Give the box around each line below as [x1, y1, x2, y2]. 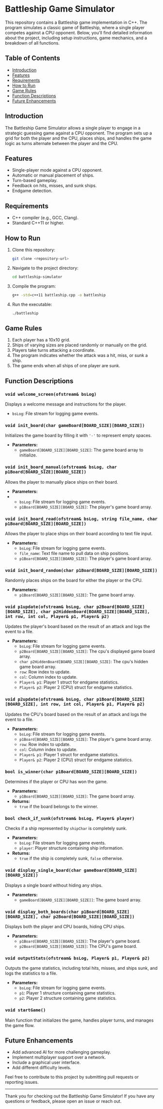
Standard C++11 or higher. [12, 220, 65, 226]
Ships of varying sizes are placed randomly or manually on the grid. [12, 342, 147, 348]
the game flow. [5, 1022, 35, 1028]
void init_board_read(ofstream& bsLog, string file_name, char [5, 516, 158, 522]
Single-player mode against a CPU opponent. [12, 167, 103, 173]
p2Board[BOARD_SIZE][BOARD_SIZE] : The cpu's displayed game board [19, 649, 155, 654]
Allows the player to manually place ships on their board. [5, 479, 118, 485]
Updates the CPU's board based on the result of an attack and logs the [5, 711, 147, 717]
